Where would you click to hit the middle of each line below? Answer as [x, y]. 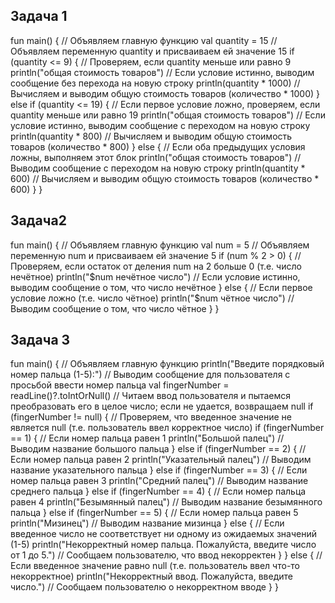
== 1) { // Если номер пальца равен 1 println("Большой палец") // [147, 438]
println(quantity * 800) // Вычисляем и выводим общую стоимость [151, 136]
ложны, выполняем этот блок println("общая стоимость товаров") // [156, 157]
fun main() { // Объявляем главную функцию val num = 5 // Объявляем [160, 245]
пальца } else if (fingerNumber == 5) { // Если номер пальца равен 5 [154, 513]
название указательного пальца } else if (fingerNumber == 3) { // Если [159, 470]
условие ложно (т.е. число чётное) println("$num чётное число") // [152, 298]
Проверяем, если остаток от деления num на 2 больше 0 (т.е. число [156, 266]
